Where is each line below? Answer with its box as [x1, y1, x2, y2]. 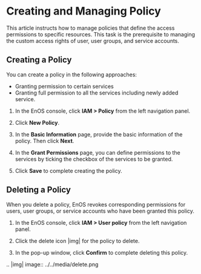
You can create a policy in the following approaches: [6, 71, 137, 78]
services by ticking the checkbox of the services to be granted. [15, 155, 173, 162]
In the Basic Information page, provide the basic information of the [15, 130, 183, 138]
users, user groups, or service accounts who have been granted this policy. [6, 207, 195, 215]
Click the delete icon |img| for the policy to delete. [15, 237, 140, 244]
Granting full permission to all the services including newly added [15, 89, 179, 96]
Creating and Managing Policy [6, 4, 162, 18]
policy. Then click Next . [15, 137, 74, 144]
